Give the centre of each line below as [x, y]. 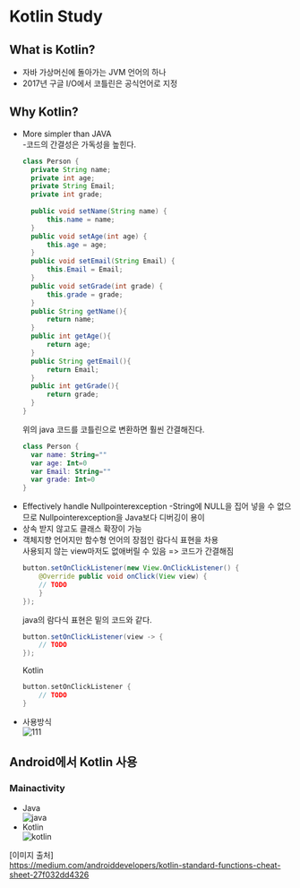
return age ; [69, 345]
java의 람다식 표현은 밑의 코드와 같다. [87, 619]
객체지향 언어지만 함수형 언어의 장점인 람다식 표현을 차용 [120, 540]
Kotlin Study [56, 17]
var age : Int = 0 [59, 463]
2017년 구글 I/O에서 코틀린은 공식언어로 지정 [100, 83]
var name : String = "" [69, 454]
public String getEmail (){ [81, 361]
